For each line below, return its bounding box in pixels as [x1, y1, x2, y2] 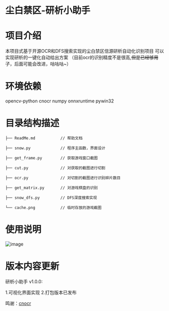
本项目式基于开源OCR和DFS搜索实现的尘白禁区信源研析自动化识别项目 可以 [5, 48, 164, 54]
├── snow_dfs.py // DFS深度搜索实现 [5, 195, 97, 200]
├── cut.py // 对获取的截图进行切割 [5, 165, 106, 171]
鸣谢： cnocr [5, 300, 31, 306]
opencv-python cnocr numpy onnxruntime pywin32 [5, 98, 114, 104]
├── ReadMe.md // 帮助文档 [5, 136, 83, 141]
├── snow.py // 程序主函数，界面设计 [5, 146, 106, 151]
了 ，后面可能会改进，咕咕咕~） [5, 61, 72, 67]
